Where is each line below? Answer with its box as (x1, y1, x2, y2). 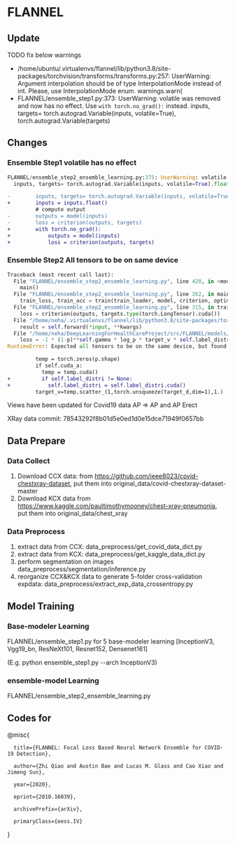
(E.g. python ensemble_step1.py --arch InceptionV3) (7, 658, 157, 667)
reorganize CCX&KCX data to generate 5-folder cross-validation (17, 573, 203, 581)
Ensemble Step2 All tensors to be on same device (7, 255, 179, 265)
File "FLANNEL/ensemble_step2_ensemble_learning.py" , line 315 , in (13, 304, 215, 311)
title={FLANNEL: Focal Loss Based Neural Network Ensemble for (13, 745, 201, 752)
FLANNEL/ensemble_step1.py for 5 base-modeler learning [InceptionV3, (7, 637, 215, 646)
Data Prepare (7, 434, 66, 446)
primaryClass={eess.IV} (13, 818, 83, 825)
